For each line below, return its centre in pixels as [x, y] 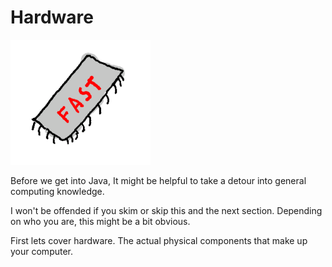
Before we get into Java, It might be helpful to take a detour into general [158, 180]
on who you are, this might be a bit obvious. [100, 221]
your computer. [42, 251]
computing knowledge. [57, 191]
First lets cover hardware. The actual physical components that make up [159, 240]
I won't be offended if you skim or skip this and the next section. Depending [166, 210]
